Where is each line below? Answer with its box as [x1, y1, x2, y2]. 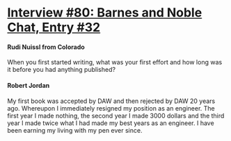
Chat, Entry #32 [7, 19, 101, 35]
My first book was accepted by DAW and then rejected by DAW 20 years [7, 97, 216, 105]
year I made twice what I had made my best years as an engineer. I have [7, 119, 214, 127]
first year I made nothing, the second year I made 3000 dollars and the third [7, 111, 225, 120]
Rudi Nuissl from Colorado [7, 43, 85, 51]
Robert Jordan [7, 81, 50, 89]
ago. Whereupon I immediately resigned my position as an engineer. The [7, 104, 215, 112]
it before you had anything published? [7, 66, 116, 74]
